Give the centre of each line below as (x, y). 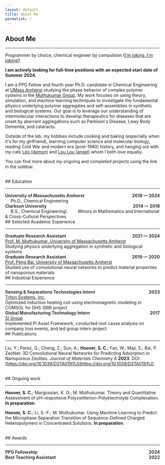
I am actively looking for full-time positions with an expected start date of (82, 70)
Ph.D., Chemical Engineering (40, 201)
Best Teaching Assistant (31, 457)
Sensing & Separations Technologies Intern (50, 292)
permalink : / (18, 19)
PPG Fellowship (21, 452)
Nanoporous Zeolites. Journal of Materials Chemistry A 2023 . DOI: (73, 359)
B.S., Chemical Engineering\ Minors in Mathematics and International (85, 211)
